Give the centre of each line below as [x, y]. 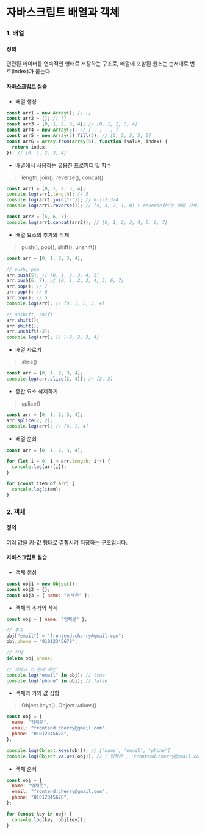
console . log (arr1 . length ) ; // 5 [47, 194]
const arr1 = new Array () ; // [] [49, 113]
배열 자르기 [28, 350]
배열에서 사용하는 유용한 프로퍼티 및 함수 [63, 165]
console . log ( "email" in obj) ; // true [56, 675]
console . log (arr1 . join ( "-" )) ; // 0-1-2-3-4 [63, 200]
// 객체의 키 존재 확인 [31, 669]
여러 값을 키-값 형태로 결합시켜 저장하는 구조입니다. [67, 542]
